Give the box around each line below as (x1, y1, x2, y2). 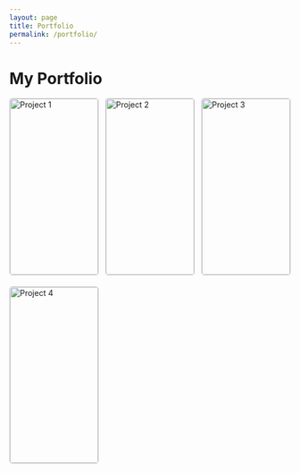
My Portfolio (9, 68, 103, 89)
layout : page (9, 13, 58, 22)
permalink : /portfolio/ (9, 30, 98, 38)
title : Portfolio (9, 21, 74, 30)
